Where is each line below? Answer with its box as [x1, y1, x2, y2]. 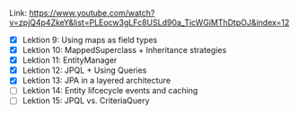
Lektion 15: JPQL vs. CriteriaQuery [22, 95, 150, 106]
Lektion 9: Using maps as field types [22, 35, 158, 45]
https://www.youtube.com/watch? [29, 8, 155, 18]
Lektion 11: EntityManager [22, 55, 118, 66]
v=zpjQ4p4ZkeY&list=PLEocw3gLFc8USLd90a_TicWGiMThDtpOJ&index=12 [9, 17, 290, 28]
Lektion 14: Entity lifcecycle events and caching [22, 85, 198, 96]
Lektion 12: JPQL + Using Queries [22, 65, 147, 75]
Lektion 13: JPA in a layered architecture [22, 75, 171, 86]
